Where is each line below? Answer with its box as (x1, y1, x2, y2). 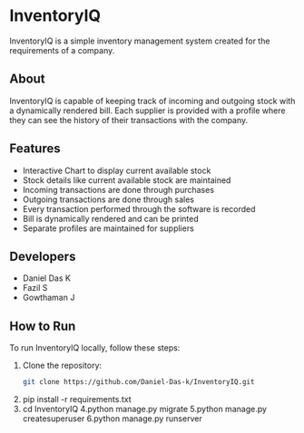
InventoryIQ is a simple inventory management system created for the (9, 35, 270, 46)
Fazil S (22, 283, 48, 293)
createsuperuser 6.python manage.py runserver (22, 413, 202, 424)
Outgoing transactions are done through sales (22, 194, 195, 205)
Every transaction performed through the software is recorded (22, 203, 256, 214)
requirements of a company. (9, 44, 115, 55)
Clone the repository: (22, 360, 103, 371)
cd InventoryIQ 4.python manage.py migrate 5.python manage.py (22, 404, 268, 415)
